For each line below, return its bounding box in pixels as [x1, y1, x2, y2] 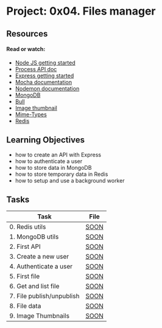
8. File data [9, 302, 41, 310]
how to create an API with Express [15, 151, 102, 158]
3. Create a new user [9, 253, 69, 261]
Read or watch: [6, 46, 46, 53]
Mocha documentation [15, 78, 72, 86]
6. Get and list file [9, 282, 60, 290]
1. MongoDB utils [9, 232, 59, 241]
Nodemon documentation [15, 85, 80, 92]
